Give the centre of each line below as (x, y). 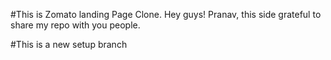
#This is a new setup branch (69, 44)
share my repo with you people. (75, 25)
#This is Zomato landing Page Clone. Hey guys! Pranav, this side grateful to (166, 14)
